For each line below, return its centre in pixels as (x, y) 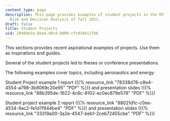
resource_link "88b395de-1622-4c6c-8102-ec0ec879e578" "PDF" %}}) (80, 93)
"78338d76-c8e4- (134, 82)
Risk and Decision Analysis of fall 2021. (55, 19)
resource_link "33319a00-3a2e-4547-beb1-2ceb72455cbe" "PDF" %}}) (80, 113)
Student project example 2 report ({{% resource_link (60, 103)
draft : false (19, 24)
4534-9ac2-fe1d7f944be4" (34, 108)
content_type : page (26, 10)
